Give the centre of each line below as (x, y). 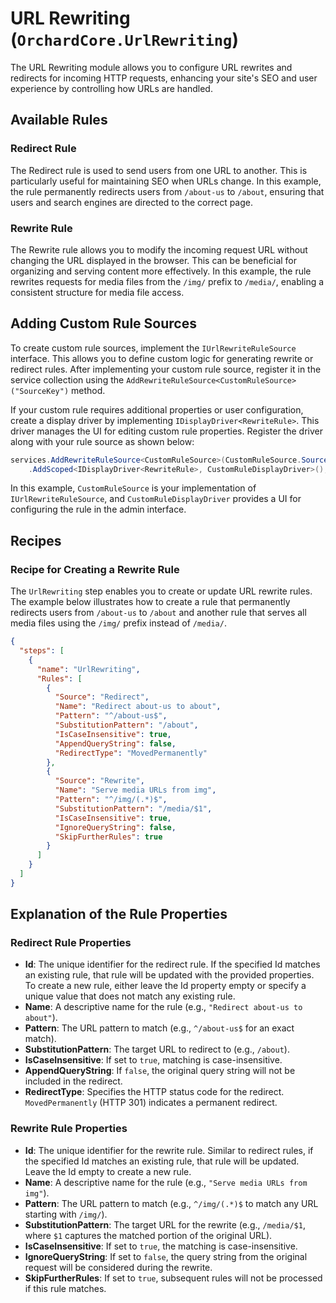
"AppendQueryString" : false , (115, 743)
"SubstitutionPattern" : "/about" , (126, 725)
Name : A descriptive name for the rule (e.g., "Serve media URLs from (166, 1182)
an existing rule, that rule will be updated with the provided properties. (169, 975)
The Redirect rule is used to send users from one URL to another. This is (159, 170)
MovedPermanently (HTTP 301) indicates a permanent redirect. (151, 1103)
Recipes (36, 540)
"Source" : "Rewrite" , (99, 781)
